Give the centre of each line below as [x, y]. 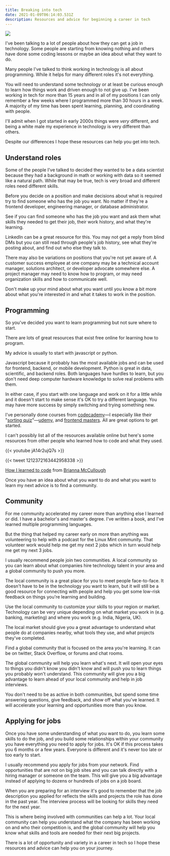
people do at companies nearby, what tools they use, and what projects [80, 632]
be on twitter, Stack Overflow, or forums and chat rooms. [65, 653]
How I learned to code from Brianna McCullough [56, 470]
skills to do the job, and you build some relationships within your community [84, 738]
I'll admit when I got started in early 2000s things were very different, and [82, 121]
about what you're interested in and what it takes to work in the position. [80, 294]
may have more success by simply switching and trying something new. [80, 405]
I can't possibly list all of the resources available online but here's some [80, 435]
